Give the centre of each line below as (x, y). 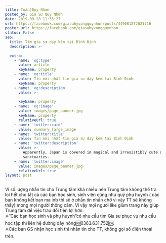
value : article (34, 65)
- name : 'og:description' (41, 88)
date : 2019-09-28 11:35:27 (33, 19)
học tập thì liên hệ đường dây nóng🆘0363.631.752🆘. (60, 223)
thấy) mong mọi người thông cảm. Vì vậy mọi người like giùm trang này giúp (82, 205)
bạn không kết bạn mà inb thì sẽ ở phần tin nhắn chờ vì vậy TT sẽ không (79, 200)
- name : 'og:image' (34, 106)
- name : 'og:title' (34, 74)
